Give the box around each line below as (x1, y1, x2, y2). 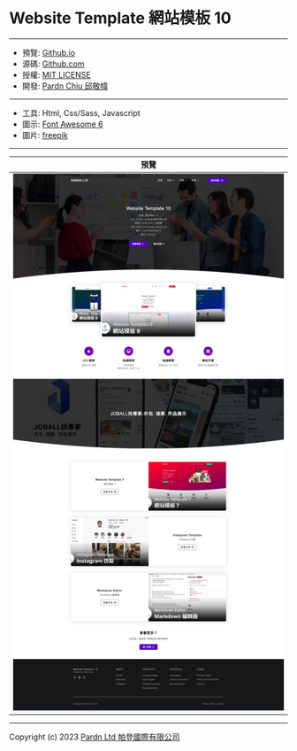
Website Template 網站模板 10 (9, 8, 232, 28)
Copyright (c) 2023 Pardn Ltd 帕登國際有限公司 (9, 732, 180, 742)
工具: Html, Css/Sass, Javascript (21, 107, 141, 118)
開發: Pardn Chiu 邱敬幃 (21, 81, 109, 91)
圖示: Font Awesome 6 (21, 119, 103, 129)
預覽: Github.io (21, 47, 76, 58)
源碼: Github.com (21, 58, 86, 69)
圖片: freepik (21, 129, 68, 140)
